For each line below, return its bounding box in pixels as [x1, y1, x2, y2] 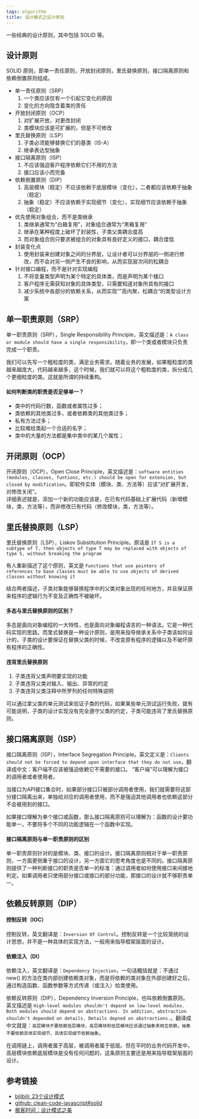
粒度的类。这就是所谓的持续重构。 [21, 374, 105, 381]
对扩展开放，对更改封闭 [23, 117, 81, 124]
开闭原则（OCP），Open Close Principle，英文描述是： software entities [6, 468, 184, 475]
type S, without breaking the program [6, 551, 102, 557]
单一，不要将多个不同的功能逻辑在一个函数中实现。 [11, 821, 136, 828]
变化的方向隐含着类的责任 [23, 102, 86, 109]
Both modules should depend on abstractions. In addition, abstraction [6, 1009, 187, 1014]
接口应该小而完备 [23, 169, 66, 176]
